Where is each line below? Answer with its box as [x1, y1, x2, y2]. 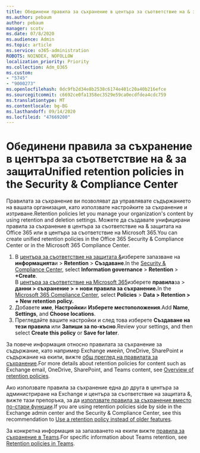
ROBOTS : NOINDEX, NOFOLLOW [6, 53, 73, 59]
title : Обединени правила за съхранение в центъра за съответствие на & [6, 8, 190, 15]
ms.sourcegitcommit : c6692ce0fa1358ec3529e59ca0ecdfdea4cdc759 [6, 92, 167, 98]
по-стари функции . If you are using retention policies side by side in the [6, 403, 182, 410]
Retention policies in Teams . [6, 440, 76, 447]
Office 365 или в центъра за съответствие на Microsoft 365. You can [6, 229, 177, 236]
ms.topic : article [6, 42, 52, 48]
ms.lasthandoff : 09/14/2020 [6, 108, 76, 114]
